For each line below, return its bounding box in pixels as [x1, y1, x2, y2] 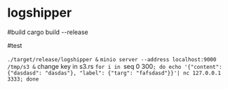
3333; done [7, 75, 39, 83]
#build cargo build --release [7, 28, 89, 36]
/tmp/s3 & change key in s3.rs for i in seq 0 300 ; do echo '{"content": [7, 62, 222, 70]
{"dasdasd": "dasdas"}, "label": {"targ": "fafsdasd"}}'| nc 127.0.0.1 [7, 70, 221, 76]
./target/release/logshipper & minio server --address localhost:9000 [7, 56, 217, 63]
